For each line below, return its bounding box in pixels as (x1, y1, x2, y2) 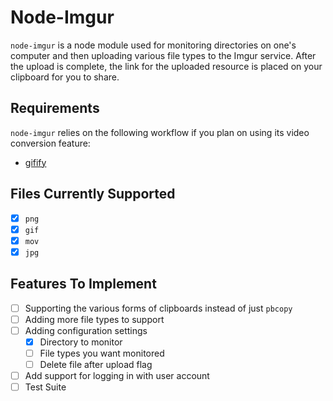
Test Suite (24, 381, 67, 393)
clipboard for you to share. (10, 71, 120, 83)
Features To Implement (10, 276, 157, 293)
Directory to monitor (39, 336, 123, 348)
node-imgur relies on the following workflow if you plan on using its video (10, 126, 310, 138)
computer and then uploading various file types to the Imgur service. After (10, 49, 317, 61)
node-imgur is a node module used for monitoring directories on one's (10, 39, 297, 51)
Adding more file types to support (24, 313, 165, 325)
